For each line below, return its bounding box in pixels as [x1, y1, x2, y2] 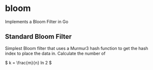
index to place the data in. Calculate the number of [5, 50, 106, 56]
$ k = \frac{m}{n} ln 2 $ [5, 59, 52, 65]
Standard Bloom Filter [5, 33, 72, 41]
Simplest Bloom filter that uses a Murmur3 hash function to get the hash [5, 45, 149, 51]
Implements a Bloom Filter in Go [5, 19, 69, 24]
